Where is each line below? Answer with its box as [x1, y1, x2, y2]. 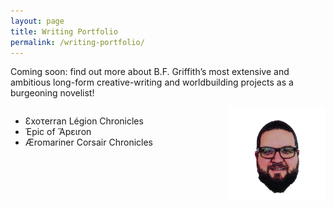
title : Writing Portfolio [10, 26, 118, 37]
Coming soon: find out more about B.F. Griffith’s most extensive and [10, 66, 290, 78]
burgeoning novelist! [10, 87, 95, 99]
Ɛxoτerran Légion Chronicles [24, 115, 144, 127]
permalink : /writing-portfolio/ [10, 37, 145, 47]
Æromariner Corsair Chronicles [24, 136, 153, 149]
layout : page [10, 16, 65, 26]
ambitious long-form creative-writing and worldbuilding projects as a [10, 76, 294, 89]
